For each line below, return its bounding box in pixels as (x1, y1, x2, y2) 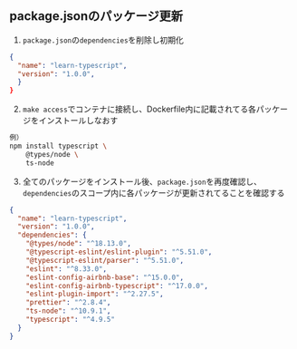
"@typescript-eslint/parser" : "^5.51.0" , (25, 256, 184, 265)
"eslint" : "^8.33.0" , (25, 264, 107, 274)
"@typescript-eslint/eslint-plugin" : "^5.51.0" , (25, 247, 213, 257)
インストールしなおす (38, 115, 119, 126)
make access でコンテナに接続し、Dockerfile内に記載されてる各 (22, 103, 256, 115)
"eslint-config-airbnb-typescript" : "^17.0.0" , (25, 281, 208, 290)
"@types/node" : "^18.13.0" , (25, 239, 131, 248)
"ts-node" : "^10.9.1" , (25, 306, 111, 315)
